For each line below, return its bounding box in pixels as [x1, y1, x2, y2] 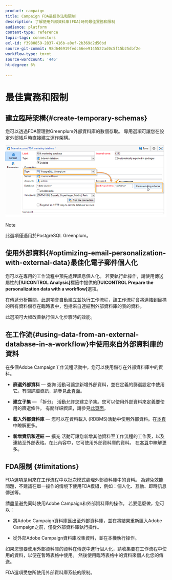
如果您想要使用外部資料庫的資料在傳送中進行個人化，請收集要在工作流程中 [5, 546, 162, 552]
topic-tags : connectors [5, 35, 56, 40]
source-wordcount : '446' [5, 57, 58, 62]
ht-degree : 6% [5, 62, 36, 68]
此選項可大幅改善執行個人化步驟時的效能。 [5, 314, 95, 320]
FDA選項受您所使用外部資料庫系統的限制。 [5, 569, 95, 575]
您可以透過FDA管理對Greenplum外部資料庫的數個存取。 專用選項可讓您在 [5, 128, 160, 135]
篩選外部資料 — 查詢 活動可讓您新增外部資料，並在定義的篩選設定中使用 [12, 381, 165, 387]
